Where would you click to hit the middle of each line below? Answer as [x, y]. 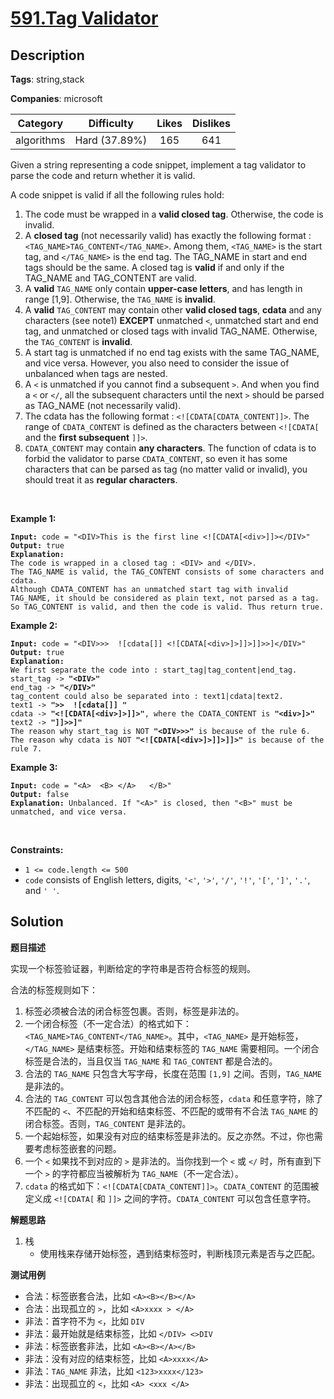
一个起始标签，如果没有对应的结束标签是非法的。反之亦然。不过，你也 [169, 1136]
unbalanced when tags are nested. [96, 373]
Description [47, 55]
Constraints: [37, 850]
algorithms [40, 140]
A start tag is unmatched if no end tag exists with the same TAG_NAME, [172, 352]
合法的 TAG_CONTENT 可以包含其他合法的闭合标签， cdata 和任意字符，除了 [174, 1098]
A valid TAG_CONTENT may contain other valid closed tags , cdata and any [173, 310]
